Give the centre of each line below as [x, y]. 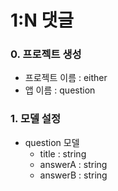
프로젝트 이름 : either [66, 78]
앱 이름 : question [60, 90]
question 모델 [52, 142]
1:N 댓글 [42, 20]
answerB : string [73, 175]
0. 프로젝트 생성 [46, 54]
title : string [63, 153]
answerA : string [73, 164]
